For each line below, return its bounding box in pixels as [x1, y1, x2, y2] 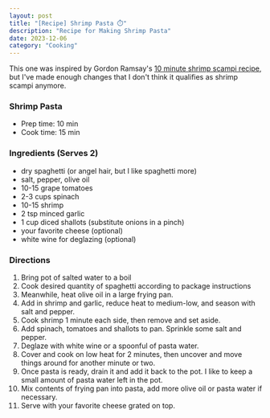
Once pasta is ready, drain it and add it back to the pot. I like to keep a [20, 367, 252, 376]
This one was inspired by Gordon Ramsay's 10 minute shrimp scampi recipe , [9, 64, 262, 73]
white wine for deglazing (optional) [20, 234, 137, 244]
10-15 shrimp [20, 200, 64, 210]
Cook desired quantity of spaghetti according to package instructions [20, 281, 252, 291]
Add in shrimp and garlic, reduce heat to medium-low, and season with [20, 298, 256, 308]
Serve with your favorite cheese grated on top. [20, 401, 176, 411]
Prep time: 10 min [20, 119, 79, 129]
